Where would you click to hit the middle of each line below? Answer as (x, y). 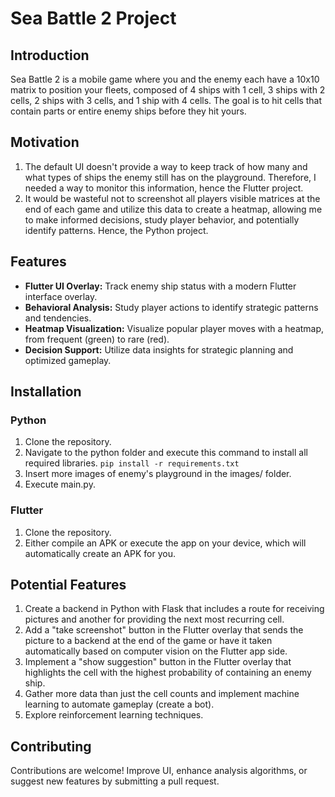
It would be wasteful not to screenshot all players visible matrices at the (172, 198)
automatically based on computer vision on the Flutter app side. (156, 651)
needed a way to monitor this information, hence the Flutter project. (164, 188)
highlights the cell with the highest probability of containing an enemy (168, 673)
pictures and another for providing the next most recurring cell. (154, 619)
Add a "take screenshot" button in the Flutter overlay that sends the (164, 630)
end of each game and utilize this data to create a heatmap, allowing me (173, 209)
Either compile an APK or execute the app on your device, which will (165, 543)
